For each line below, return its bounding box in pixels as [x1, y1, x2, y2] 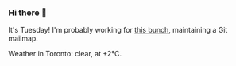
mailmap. [8, 33, 38, 43]
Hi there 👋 [8, 7, 48, 18]
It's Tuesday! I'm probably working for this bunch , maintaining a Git [8, 25, 228, 35]
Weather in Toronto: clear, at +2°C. [8, 49, 122, 59]
